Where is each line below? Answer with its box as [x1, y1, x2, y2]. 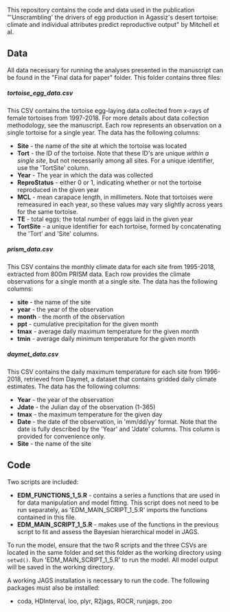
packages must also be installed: [7, 583, 100, 591]
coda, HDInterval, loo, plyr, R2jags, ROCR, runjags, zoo [16, 597, 172, 605]
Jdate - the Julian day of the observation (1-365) [16, 403, 156, 411]
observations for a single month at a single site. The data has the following [7, 277, 218, 285]
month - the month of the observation [16, 313, 125, 321]
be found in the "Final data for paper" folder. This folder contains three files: [7, 73, 222, 81]
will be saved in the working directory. [7, 562, 115, 571]
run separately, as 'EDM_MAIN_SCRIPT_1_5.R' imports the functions [16, 505, 207, 514]
